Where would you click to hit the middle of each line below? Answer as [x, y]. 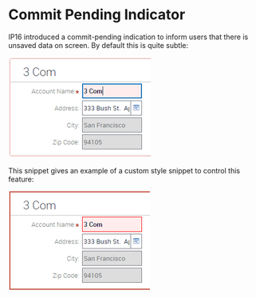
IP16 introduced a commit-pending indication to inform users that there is [128, 37]
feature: [21, 179]
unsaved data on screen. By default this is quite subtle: [98, 45]
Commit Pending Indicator [97, 15]
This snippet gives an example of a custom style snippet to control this [124, 170]
